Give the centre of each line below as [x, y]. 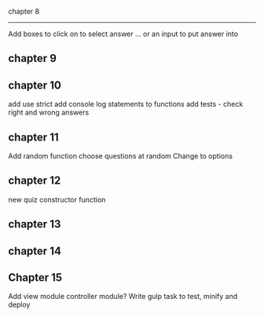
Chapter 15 [35, 277]
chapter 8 [24, 11]
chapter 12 [35, 181]
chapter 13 [35, 224]
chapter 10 [35, 85]
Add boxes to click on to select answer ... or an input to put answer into [123, 34]
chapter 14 [35, 251]
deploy [19, 304]
